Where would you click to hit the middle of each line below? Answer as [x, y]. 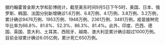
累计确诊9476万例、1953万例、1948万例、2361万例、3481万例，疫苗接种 [80, 19]
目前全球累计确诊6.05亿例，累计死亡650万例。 [53, 38]
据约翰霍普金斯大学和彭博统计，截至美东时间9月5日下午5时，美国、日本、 [81, 7]
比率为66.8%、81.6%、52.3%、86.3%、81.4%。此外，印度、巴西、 [79, 25]
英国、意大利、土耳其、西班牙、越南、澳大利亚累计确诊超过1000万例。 [86, 32]
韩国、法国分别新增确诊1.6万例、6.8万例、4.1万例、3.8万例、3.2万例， [89, 13]
